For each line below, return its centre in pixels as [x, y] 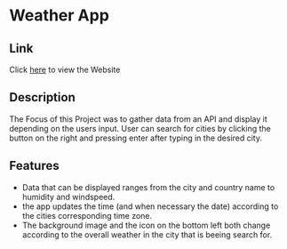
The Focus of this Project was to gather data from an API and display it [139, 119]
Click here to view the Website [65, 69]
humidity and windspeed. [68, 197]
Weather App [59, 16]
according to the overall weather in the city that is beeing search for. [147, 234]
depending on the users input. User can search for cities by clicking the [140, 128]
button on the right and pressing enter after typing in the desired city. [136, 138]
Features [34, 166]
